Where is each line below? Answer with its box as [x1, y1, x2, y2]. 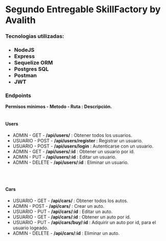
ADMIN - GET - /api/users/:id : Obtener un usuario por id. [12, 148, 135, 154]
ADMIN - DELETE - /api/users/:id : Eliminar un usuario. [12, 159, 129, 165]
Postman [14, 72, 37, 79]
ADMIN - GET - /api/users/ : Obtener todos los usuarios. [12, 132, 132, 138]
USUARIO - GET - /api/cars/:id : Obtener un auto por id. [12, 213, 131, 220]
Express [14, 53, 35, 60]
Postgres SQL [14, 65, 49, 73]
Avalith [5, 14, 36, 26]
